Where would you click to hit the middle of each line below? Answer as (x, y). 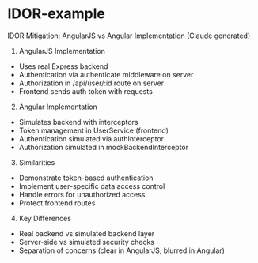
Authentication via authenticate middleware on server (106, 74)
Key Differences (45, 218)
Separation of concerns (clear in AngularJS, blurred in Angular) (121, 250)
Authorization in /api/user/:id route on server (91, 83)
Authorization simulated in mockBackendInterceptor (104, 147)
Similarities (37, 162)
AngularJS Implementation (62, 51)
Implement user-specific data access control (92, 186)
